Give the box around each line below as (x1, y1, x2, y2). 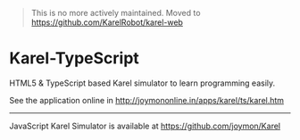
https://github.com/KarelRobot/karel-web (30, 17, 183, 28)
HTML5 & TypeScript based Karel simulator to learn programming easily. (9, 78, 276, 88)
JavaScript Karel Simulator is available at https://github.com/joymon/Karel (9, 120, 281, 131)
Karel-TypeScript (9, 48, 140, 69)
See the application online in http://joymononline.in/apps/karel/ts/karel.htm (9, 95, 284, 105)
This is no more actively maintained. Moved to (30, 8, 201, 18)
